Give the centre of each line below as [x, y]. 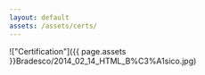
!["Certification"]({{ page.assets [68, 51]
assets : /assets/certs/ [53, 26]
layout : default [39, 17]
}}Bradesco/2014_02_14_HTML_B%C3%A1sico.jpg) [103, 61]
